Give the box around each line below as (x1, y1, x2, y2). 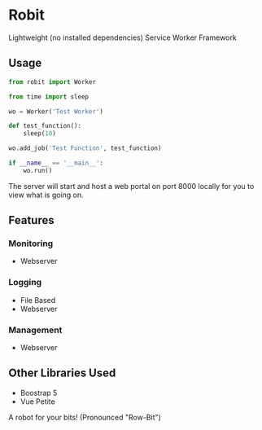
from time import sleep (8, 92, 90, 101)
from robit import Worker (8, 77, 96, 86)
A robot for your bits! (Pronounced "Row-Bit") (8, 412, 161, 422)
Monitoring (8, 238, 54, 249)
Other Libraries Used (8, 366, 116, 380)
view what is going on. (8, 190, 84, 200)
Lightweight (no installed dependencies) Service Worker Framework (8, 33, 238, 42)
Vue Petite (20, 397, 55, 406)
